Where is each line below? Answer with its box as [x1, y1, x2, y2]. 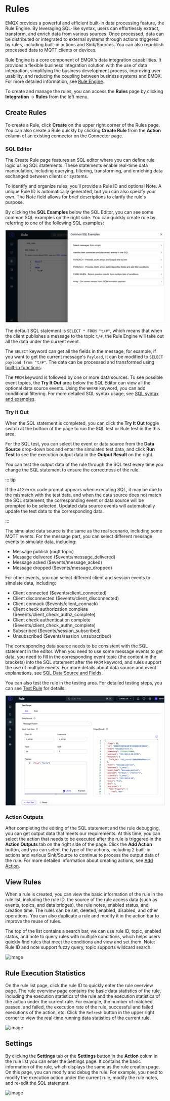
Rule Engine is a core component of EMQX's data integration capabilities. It [5, 56, 162, 63]
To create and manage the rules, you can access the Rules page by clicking [5, 88, 163, 94]
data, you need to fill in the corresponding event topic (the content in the [5, 654, 157, 660]
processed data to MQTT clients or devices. [5, 47, 97, 53]
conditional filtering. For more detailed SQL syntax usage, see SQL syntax [5, 390, 159, 397]
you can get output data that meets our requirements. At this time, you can [5, 830, 161, 837]
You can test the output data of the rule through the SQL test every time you [5, 461, 163, 468]
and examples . [5, 396, 36, 402]
